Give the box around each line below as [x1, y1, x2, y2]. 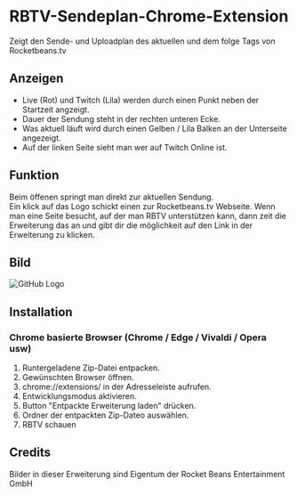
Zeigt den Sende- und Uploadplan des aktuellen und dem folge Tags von [9, 36, 276, 46]
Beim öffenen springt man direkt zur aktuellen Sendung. [9, 191, 214, 202]
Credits [9, 445, 52, 460]
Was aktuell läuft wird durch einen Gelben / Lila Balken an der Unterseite [21, 123, 287, 134]
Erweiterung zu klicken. [9, 229, 95, 240]
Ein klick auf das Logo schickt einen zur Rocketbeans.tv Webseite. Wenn [9, 200, 276, 211]
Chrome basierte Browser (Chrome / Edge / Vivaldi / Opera [9, 331, 267, 344]
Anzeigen [9, 71, 64, 86]
